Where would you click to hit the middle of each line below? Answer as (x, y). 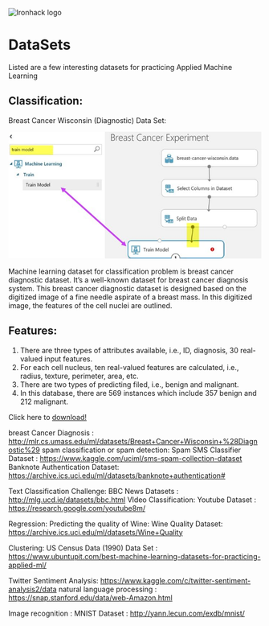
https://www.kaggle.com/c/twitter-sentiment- (175, 580)
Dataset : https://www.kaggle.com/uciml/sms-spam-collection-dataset (125, 458)
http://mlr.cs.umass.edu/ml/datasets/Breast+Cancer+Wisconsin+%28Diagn (133, 441)
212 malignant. (44, 402)
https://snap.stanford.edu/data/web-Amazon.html (90, 597)
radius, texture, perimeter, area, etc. (79, 376)
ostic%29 (24, 450)
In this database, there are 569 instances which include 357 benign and (138, 393)
